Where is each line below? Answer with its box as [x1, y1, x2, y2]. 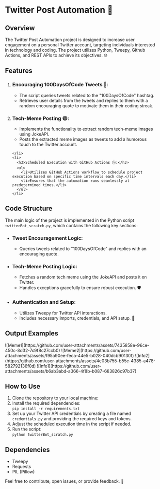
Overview [5, 24, 35, 32]
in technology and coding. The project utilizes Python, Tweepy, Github [5, 47, 145, 53]
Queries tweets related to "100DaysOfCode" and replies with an [19, 246, 147, 252]
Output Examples [5, 329, 59, 338]
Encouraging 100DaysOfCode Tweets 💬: [12, 81, 109, 88]
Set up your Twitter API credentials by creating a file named [12, 411, 131, 416]
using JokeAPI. [19, 131, 49, 137]
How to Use [5, 382, 41, 391]
